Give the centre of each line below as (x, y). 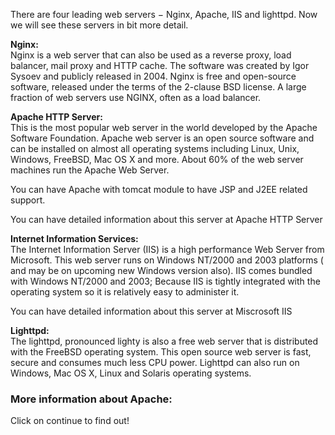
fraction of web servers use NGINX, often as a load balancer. (136, 97)
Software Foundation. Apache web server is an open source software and (162, 138)
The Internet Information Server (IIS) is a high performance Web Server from (167, 249)
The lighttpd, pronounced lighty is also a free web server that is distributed (164, 341)
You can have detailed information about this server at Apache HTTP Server (166, 219)
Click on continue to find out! (70, 421)
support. (28, 200)
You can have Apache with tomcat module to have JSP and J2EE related (159, 189)
